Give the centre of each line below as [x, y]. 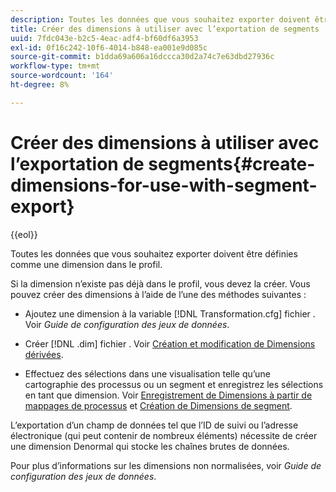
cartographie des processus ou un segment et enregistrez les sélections [174, 384]
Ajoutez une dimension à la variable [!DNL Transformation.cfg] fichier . [170, 313]
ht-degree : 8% [40, 85]
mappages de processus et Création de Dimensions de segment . [158, 405]
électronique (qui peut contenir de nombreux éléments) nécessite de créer [164, 435]
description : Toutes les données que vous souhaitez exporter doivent [160, 19]
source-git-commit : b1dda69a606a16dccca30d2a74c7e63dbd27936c [142, 57]
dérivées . [44, 354]
